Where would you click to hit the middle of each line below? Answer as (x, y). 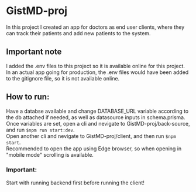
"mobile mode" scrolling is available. (50, 154)
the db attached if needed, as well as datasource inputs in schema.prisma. (96, 117)
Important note (34, 52)
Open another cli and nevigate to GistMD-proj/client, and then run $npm (91, 136)
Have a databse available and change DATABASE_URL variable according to (97, 111)
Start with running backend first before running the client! (75, 183)
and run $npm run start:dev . (40, 130)
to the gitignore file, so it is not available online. (63, 78)
